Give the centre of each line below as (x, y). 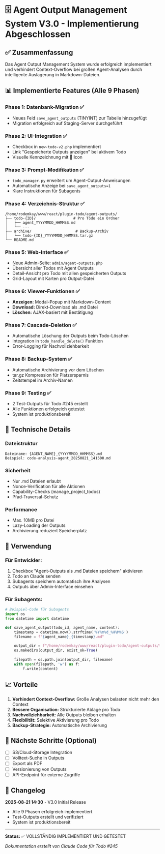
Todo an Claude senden (36, 576)
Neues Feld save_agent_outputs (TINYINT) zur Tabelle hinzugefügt (80, 118)
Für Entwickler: (24, 560)
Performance (21, 509)
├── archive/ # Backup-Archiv (57, 231)
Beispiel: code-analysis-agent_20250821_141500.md (58, 458)
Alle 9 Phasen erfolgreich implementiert (52, 812)
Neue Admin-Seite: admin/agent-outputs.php (57, 263)
